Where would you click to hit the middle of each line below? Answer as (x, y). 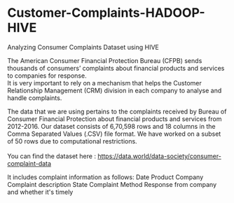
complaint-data (29, 163)
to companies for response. (47, 76)
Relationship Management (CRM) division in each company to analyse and (115, 90)
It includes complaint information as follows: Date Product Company (105, 177)
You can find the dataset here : (52, 156)
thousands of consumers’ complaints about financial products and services (116, 68)
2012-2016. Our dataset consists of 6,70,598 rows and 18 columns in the (111, 126)
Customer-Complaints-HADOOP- (106, 13)
